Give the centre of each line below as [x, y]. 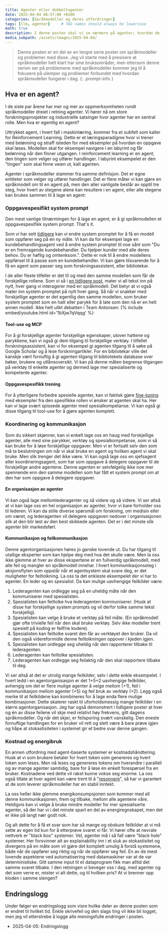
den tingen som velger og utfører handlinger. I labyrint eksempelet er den [80, 159]
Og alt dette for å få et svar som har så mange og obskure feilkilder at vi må [83, 825]
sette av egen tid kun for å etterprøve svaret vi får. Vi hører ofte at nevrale [81, 830]
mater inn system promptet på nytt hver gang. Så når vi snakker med [76, 291]
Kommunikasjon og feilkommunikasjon [46, 538]
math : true [16, 29]
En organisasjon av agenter [34, 489]
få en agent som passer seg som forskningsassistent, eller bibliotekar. [77, 265]
